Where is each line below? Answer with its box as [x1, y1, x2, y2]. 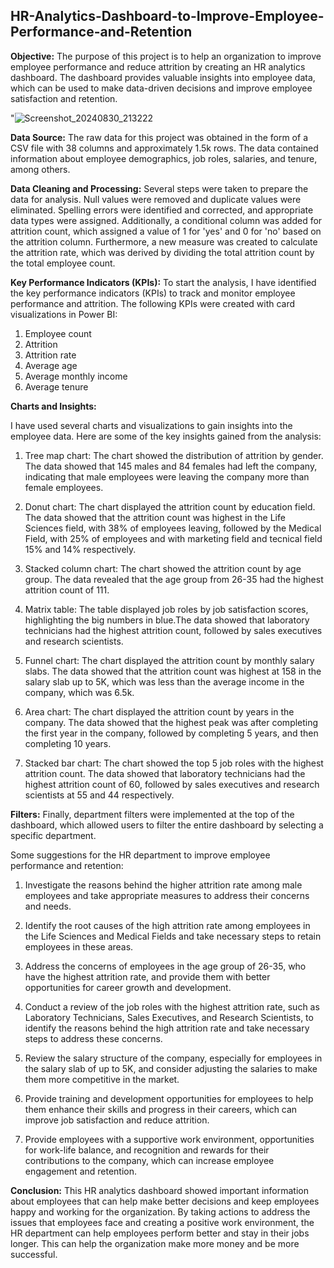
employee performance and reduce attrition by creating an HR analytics [10, 60, 306, 73]
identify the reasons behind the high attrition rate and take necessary [24, 1022, 310, 1034]
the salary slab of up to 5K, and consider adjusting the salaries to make [24, 1062, 318, 1074]
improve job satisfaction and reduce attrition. [24, 1114, 210, 1126]
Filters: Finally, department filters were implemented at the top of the [10, 808, 295, 820]
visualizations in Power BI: [10, 308, 118, 320]
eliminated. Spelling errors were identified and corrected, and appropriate [10, 204, 314, 216]
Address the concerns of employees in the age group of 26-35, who [24, 960, 307, 972]
